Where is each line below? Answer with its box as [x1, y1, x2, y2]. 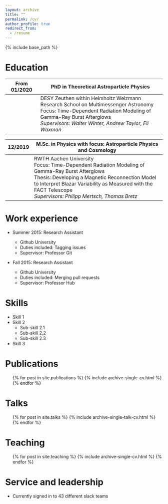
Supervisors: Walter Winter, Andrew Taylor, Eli [40, 120, 149, 127]
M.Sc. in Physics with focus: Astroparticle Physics [35, 140, 158, 147]
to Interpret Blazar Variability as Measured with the [34, 180, 153, 187]
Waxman [40, 126, 61, 133]
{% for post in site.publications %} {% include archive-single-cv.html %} [12, 374, 162, 381]
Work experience [5, 213, 78, 224]
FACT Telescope [34, 186, 72, 193]
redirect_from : [5, 26, 37, 31]
